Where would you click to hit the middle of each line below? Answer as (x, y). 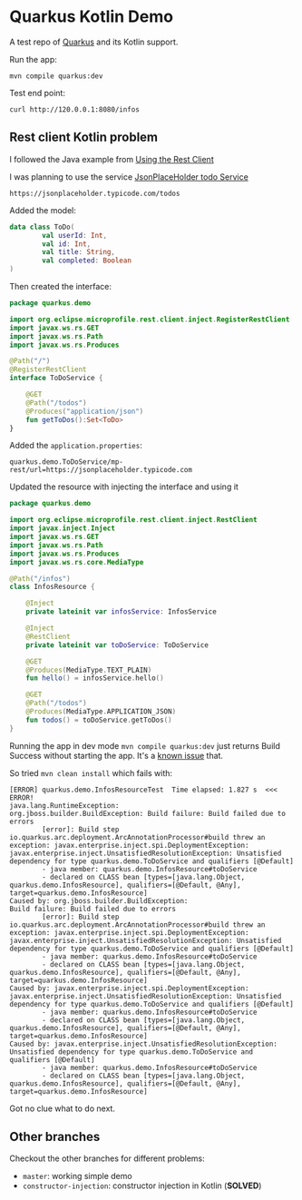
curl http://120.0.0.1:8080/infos (75, 109)
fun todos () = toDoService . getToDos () (99, 720)
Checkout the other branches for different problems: (107, 1158)
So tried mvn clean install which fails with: (91, 772)
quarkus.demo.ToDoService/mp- (67, 462)
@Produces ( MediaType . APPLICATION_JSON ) (101, 712)
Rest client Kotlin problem (84, 138)
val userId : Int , (74, 235)
